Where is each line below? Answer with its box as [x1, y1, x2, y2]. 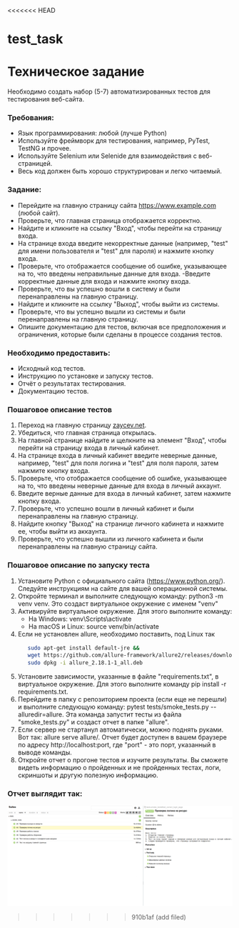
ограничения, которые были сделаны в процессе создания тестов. [17, 330, 223, 339]
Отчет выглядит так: [7, 789, 83, 799]
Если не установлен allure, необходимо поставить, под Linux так [17, 629, 215, 638]
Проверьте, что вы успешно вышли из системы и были [17, 307, 185, 316]
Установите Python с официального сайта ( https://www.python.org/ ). [17, 577, 225, 585]
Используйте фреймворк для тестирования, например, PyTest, [17, 136, 210, 145]
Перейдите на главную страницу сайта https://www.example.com [17, 201, 216, 209]
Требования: [7, 113, 55, 123]
